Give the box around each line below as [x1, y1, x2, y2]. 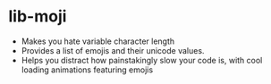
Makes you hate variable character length [21, 36, 175, 46]
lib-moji [8, 6, 67, 27]
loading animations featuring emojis [21, 64, 154, 75]
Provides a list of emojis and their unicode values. [21, 45, 205, 55]
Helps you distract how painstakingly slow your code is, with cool [21, 55, 263, 65]
